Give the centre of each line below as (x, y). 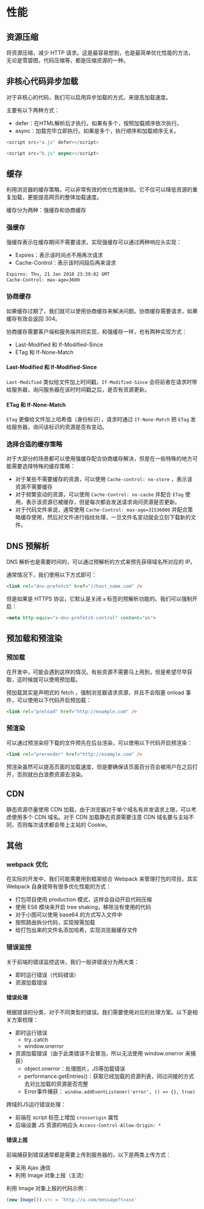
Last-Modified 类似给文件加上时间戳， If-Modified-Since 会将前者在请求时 (99, 382)
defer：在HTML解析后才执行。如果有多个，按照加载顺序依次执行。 (98, 123)
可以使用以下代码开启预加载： (54, 700)
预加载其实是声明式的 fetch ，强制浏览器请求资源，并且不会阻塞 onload (95, 692)
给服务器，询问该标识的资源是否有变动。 (57, 427)
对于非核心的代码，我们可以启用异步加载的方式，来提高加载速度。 (89, 97)
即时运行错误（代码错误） (47, 975)
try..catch (36, 1040)
